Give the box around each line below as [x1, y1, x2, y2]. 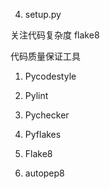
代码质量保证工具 [10, 50, 81, 62]
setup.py [24, 9, 62, 20]
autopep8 [24, 167, 65, 179]
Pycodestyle [24, 70, 77, 82]
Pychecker [24, 109, 70, 121]
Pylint [24, 90, 49, 101]
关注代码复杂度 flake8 [10, 29, 100, 41]
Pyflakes [24, 129, 62, 140]
